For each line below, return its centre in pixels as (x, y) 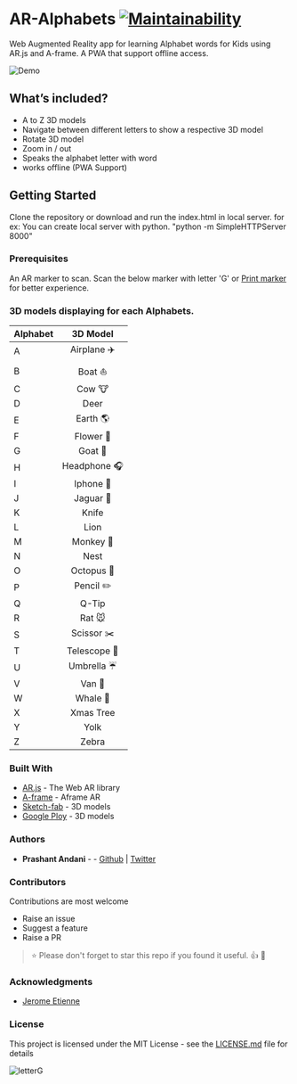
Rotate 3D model (53, 139)
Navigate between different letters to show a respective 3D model (143, 129)
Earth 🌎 (92, 419)
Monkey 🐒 (92, 542)
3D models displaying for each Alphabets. (102, 310)
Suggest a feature (55, 928)
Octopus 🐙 (93, 571)
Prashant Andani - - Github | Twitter (89, 858)
